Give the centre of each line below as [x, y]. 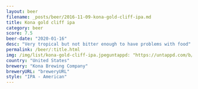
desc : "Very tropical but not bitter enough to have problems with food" [99, 44]
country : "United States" [38, 60]
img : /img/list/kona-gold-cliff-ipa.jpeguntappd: [68, 55]
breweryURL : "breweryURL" [38, 71]
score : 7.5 [19, 33]
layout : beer [22, 11]
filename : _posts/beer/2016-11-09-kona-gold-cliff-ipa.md [79, 17]
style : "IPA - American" [37, 77]
